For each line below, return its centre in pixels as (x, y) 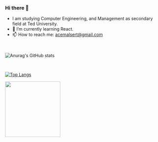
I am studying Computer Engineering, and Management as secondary (82, 19)
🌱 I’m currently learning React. (43, 29)
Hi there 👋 (17, 8)
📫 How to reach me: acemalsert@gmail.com (57, 35)
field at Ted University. (35, 24)
